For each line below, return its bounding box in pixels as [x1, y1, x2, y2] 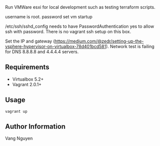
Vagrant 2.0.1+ [12, 81, 42, 87]
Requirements [5, 63, 49, 71]
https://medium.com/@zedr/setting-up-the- [54, 38, 144, 44]
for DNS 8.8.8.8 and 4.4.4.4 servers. [5, 49, 79, 54]
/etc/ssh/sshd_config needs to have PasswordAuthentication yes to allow [5, 23, 155, 29]
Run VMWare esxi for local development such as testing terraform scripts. [5, 4, 156, 10]
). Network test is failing [106, 44, 155, 49]
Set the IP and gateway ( [5, 38, 55, 44]
